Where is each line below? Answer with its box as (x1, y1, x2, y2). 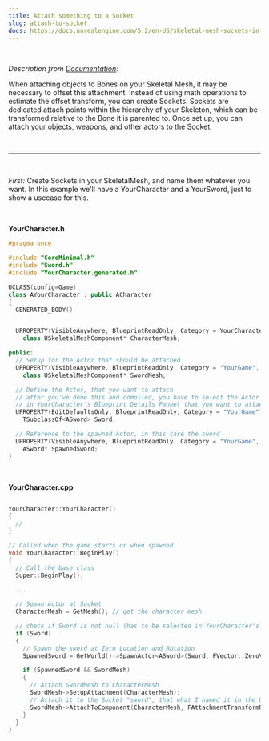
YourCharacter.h (8, 224, 66, 234)
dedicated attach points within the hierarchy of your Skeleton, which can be (8, 105, 258, 114)
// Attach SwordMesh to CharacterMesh (29, 681, 159, 689)
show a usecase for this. (8, 193, 90, 202)
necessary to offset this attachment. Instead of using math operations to (8, 88, 247, 98)
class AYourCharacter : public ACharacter (8, 290, 152, 298)
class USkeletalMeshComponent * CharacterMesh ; (22, 334, 181, 342)
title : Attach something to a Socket (8, 11, 134, 20)
